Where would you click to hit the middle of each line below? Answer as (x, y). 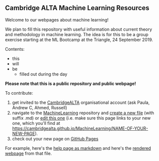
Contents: (15, 49)
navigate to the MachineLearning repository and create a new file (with (83, 113)
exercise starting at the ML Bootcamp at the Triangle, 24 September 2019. (79, 40)
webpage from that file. (28, 153)
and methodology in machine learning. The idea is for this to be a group (77, 34)
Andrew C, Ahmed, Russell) (39, 107)
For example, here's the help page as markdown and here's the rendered (78, 148)
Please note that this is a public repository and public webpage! (71, 83)
